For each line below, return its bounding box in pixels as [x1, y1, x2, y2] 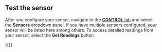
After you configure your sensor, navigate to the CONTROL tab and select [5, 17, 153, 22]
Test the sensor [5, 4, 54, 12]
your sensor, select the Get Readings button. [5, 32, 95, 38]
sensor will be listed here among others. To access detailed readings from [5, 27, 154, 33]
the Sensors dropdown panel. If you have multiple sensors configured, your [5, 22, 157, 28]
